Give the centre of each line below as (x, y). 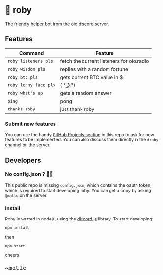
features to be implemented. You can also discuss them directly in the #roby (82, 140)
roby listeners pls (30, 61)
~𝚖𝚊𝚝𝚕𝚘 (16, 268)
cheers (12, 255)
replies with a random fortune (94, 69)
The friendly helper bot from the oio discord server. (57, 24)
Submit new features (30, 124)
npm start (15, 246)
